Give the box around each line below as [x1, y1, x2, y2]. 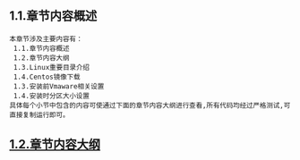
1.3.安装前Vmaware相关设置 [13, 81, 105, 91]
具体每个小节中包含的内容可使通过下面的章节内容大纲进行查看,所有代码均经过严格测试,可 [9, 101, 291, 110]
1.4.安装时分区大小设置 [13, 91, 90, 100]
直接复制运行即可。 [9, 110, 70, 119]
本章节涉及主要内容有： [9, 34, 83, 43]
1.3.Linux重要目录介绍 [13, 63, 90, 72]
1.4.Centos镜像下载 [13, 72, 81, 81]
